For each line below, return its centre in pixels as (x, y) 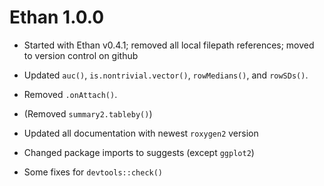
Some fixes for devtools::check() (93, 172)
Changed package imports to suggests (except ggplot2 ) (139, 152)
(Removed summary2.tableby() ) (88, 113)
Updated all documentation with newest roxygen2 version (141, 133)
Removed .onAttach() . (70, 94)
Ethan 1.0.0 (57, 17)
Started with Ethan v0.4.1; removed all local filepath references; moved (169, 45)
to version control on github (81, 55)
